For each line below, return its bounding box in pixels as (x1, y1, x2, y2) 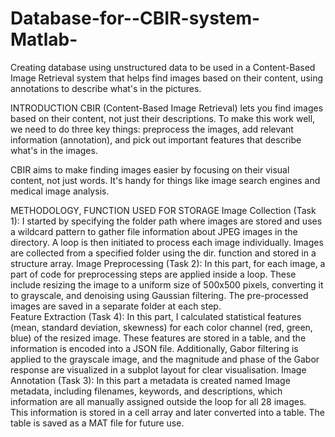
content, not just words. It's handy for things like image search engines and (10, 174, 321, 186)
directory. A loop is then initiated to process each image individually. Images (10, 236, 324, 248)
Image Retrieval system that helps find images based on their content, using (10, 72, 324, 84)
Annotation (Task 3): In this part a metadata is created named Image (10, 374, 291, 386)
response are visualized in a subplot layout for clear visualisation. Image (10, 363, 307, 376)
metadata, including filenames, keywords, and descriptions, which (10, 385, 283, 397)
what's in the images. (10, 144, 98, 156)
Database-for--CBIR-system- (10, 7, 261, 30)
